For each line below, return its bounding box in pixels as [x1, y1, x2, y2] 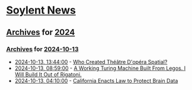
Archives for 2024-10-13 [6, 45, 79, 53]
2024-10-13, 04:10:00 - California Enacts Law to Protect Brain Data [14, 77, 178, 84]
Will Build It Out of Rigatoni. [14, 70, 82, 78]
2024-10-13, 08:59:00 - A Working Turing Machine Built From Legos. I [14, 65, 185, 72]
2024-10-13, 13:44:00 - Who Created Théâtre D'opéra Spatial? [14, 58, 168, 65]
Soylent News [6, 4, 76, 17]
